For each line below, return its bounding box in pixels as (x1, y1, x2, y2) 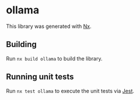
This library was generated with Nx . (6, 23, 92, 30)
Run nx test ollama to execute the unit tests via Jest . (6, 87, 135, 94)
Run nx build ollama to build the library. (6, 55, 103, 62)
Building (6, 40, 37, 49)
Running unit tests (6, 72, 74, 82)
